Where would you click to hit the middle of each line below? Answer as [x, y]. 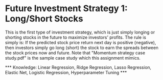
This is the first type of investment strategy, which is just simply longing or [80, 32]
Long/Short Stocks [44, 19]
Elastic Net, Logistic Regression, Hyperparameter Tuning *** [66, 72]
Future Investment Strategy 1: [67, 8]
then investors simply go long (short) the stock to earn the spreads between [82, 48]
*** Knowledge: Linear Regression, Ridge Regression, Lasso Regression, [78, 67]
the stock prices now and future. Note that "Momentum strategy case [75, 53]
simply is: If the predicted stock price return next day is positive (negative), [81, 42]
